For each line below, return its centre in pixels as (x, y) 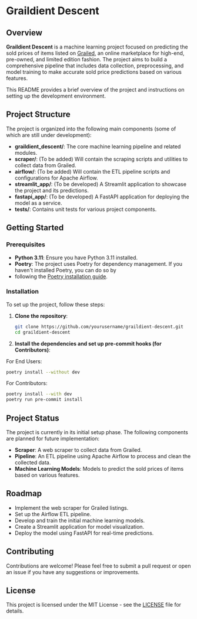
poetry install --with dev (39, 394)
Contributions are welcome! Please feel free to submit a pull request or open (98, 566)
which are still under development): (49, 135)
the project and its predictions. (52, 190)
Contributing (30, 551)
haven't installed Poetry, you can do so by (65, 270)
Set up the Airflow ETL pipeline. (53, 514)
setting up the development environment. (56, 96)
